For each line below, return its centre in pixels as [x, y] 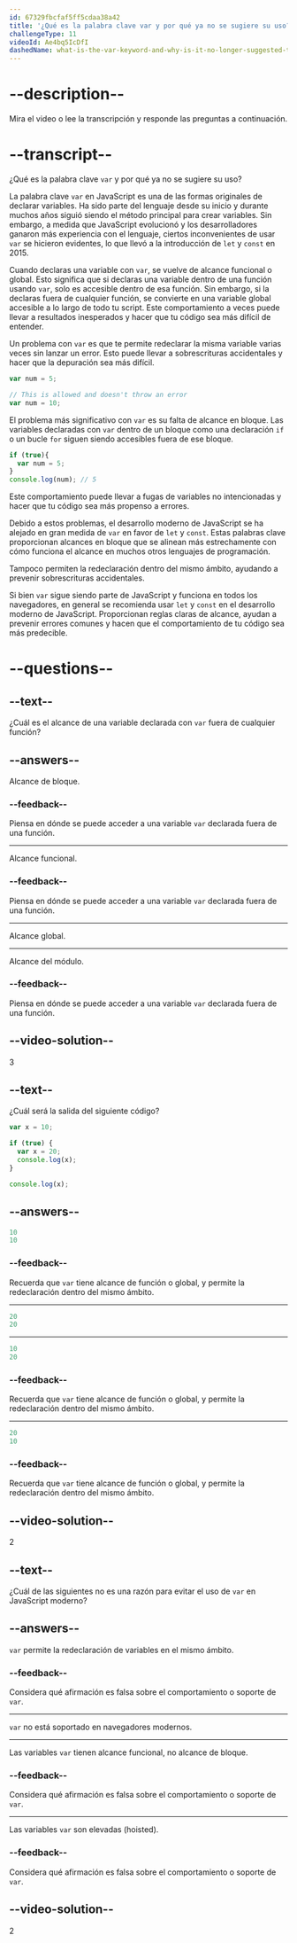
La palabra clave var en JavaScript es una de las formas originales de [136, 196]
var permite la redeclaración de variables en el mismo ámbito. [122, 1650]
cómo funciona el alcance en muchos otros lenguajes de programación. [140, 551]
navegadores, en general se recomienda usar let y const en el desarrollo [142, 605]
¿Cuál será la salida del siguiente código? [84, 1111]
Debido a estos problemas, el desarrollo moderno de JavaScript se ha [136, 523]
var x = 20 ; [39, 1152]
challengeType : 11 [43, 34]
